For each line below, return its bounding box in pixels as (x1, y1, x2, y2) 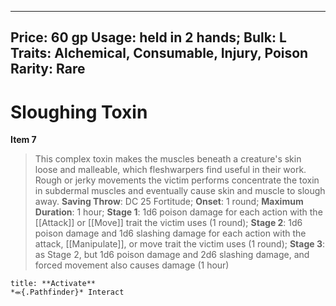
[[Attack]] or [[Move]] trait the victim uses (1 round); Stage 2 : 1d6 (34, 217, 303, 229)
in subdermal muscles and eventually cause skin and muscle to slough (34, 185, 326, 197)
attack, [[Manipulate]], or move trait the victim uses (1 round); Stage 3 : (34, 238, 326, 250)
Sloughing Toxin (10, 101, 148, 123)
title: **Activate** (10, 279, 97, 289)
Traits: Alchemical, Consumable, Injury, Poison (10, 45, 309, 62)
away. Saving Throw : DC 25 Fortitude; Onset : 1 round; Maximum (34, 196, 304, 208)
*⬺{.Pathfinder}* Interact (10, 287, 125, 298)
